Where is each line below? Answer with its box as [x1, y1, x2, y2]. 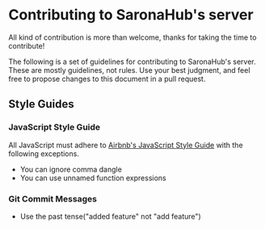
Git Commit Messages [8, 193, 97, 204]
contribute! [8, 40, 45, 50]
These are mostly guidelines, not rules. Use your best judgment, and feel [8, 65, 250, 74]
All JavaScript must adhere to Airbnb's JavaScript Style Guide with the [8, 140, 244, 150]
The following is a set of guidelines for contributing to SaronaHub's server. [8, 57, 256, 66]
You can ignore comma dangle [19, 164, 123, 174]
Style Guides [8, 97, 74, 111]
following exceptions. [8, 148, 79, 159]
